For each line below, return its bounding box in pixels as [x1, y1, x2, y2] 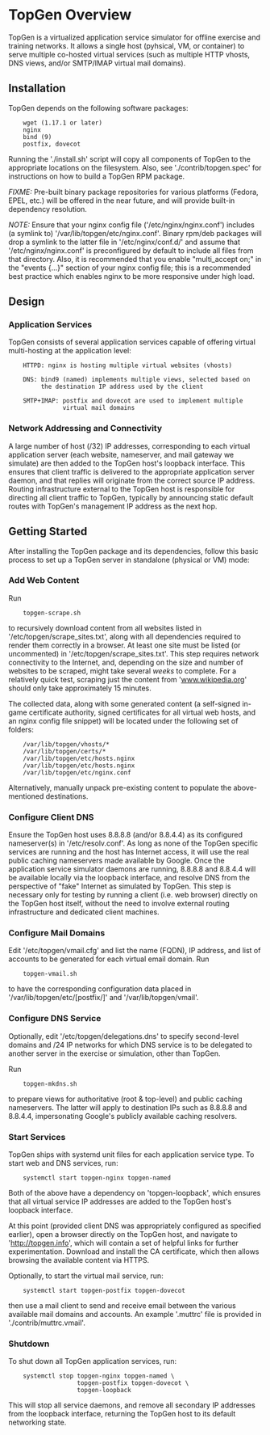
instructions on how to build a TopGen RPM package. [8, 171, 185, 181]
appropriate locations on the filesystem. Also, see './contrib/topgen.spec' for [8, 162, 262, 172]
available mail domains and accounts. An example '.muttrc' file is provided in [8, 1310, 262, 1319]
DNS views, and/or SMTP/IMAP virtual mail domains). [8, 58, 186, 68]
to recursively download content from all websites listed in [8, 623, 202, 632]
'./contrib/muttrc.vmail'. [8, 1318, 86, 1327]
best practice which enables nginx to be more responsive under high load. [8, 271, 255, 281]
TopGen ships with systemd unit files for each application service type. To [8, 1150, 255, 1159]
